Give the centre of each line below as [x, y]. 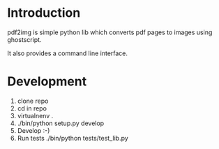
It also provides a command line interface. [67, 53]
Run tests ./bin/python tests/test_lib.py [73, 138]
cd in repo [32, 108]
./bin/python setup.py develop [61, 123]
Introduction [44, 13]
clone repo [33, 101]
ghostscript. [24, 39]
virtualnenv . [35, 115]
